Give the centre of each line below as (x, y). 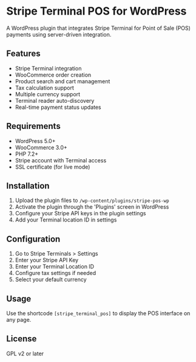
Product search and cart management (63, 81)
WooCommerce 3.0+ (41, 147)
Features (23, 54)
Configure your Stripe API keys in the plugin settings (80, 214)
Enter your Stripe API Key (47, 260)
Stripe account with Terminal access (61, 160)
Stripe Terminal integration (48, 68)
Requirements (33, 126)
